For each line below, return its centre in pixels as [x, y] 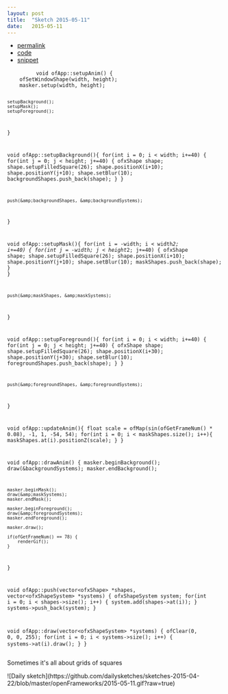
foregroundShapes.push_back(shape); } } [66, 363]
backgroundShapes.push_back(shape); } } [66, 179]
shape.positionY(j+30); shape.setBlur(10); [70, 357]
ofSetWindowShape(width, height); [68, 79]
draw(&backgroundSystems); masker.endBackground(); [82, 468]
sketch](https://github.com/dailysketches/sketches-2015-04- [113, 676]
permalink [31, 46]
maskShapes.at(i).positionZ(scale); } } [66, 440]
